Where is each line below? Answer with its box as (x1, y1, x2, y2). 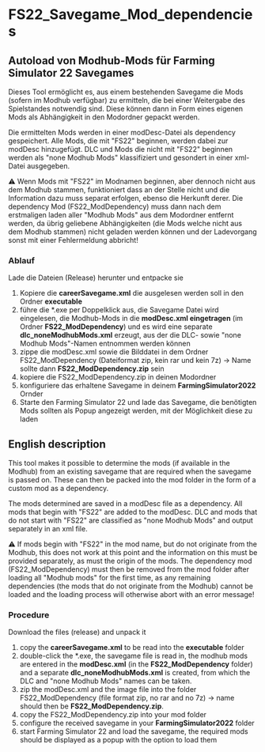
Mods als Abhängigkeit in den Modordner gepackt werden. (8, 112, 200, 122)
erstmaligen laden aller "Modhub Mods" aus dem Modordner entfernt (8, 210, 234, 219)
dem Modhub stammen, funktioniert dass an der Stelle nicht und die (8, 185, 230, 195)
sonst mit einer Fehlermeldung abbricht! (8, 236, 138, 244)
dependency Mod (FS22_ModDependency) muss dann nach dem (8, 202, 221, 211)
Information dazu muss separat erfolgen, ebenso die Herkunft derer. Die (8, 194, 244, 202)
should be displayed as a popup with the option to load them (19, 735, 218, 745)
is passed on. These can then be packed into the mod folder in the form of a (8, 475, 256, 485)
